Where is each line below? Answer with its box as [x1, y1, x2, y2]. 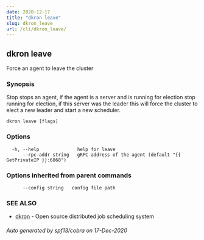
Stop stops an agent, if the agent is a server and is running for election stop [6, 94, 196, 101]
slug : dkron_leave [6, 20, 53, 26]
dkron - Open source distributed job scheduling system [15, 213, 154, 220]
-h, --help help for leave [12, 146, 116, 152]
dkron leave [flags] [6, 118, 59, 125]
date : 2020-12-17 [6, 9, 51, 15]
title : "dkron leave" [6, 15, 62, 21]
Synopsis [6, 80, 35, 88]
